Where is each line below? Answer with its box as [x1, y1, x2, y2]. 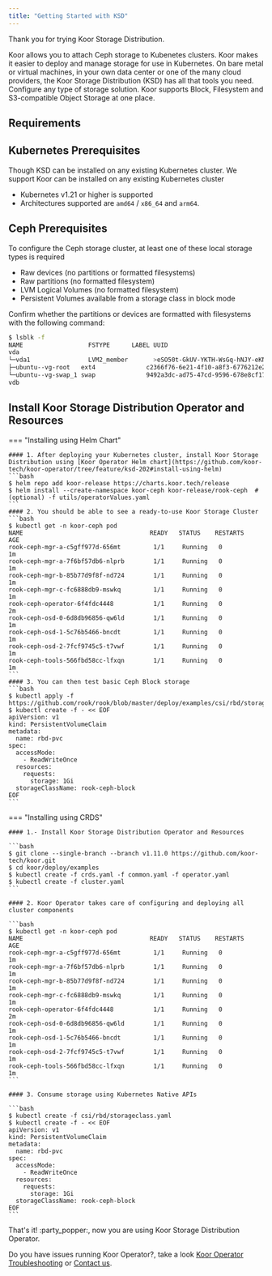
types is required [8, 252, 65, 262]
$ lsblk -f [8, 333, 45, 341]
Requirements [8, 117, 81, 130]
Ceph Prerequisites [8, 222, 108, 236]
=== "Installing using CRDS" [8, 812, 103, 822]
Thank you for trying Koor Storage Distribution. [8, 34, 165, 44]
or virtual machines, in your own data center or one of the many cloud [8, 66, 241, 77]
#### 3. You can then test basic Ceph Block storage [8, 677, 190, 685]
